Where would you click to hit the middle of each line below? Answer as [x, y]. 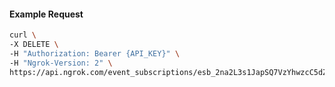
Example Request [46, 14]
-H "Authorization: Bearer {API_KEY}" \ [95, 53]
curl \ [23, 35]
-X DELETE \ [34, 45]
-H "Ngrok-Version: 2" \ [61, 63]
